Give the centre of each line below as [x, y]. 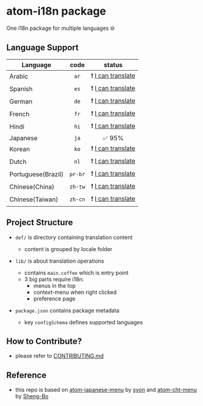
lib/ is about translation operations [60, 261]
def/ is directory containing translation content [74, 237]
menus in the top [55, 285]
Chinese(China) [32, 187]
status [113, 65]
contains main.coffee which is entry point [77, 272]
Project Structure [40, 223]
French [20, 114]
